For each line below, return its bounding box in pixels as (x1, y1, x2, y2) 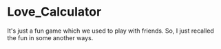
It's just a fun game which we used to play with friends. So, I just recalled (7, 27, 215, 35)
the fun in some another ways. (7, 33, 94, 42)
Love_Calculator (7, 4, 102, 20)
